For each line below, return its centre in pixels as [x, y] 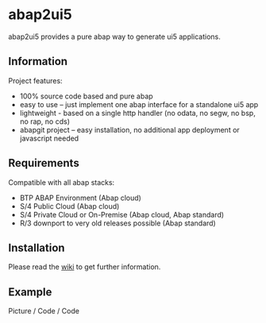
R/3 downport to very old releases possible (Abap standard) [118, 223]
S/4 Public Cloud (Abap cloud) [69, 206]
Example [30, 292]
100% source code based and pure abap [86, 96]
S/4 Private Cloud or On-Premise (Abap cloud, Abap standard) [122, 214]
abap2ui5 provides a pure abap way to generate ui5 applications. [114, 37]
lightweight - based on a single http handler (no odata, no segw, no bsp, [137, 113]
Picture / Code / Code [44, 311]
